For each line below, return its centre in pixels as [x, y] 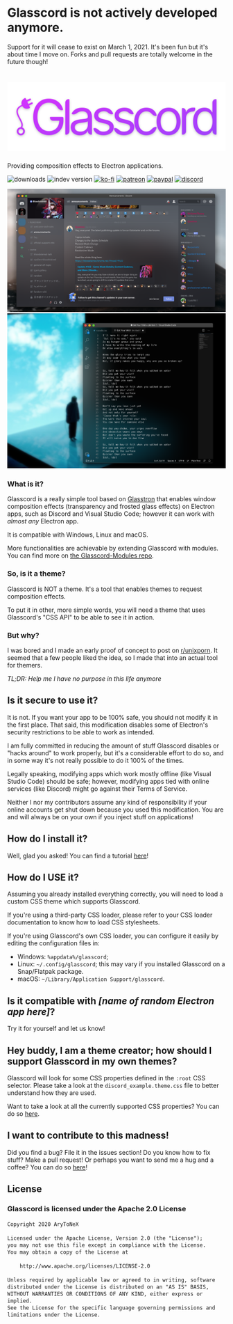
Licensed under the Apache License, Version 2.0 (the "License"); [105, 1238]
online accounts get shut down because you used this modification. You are [115, 810]
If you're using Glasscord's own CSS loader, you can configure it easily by [113, 936]
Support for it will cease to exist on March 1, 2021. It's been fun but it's [108, 47]
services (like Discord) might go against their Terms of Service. [97, 789]
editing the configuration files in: [53, 943]
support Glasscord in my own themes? [92, 1061]
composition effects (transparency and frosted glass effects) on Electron [111, 507]
